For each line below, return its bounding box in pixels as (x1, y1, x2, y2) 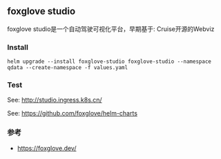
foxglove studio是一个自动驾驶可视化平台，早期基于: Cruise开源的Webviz (7, 24, 215, 33)
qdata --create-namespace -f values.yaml (7, 64, 128, 71)
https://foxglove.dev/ (17, 144, 77, 152)
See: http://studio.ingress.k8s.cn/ (7, 96, 102, 104)
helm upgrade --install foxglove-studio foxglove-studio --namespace (7, 58, 212, 65)
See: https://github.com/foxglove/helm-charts (7, 109, 138, 118)
